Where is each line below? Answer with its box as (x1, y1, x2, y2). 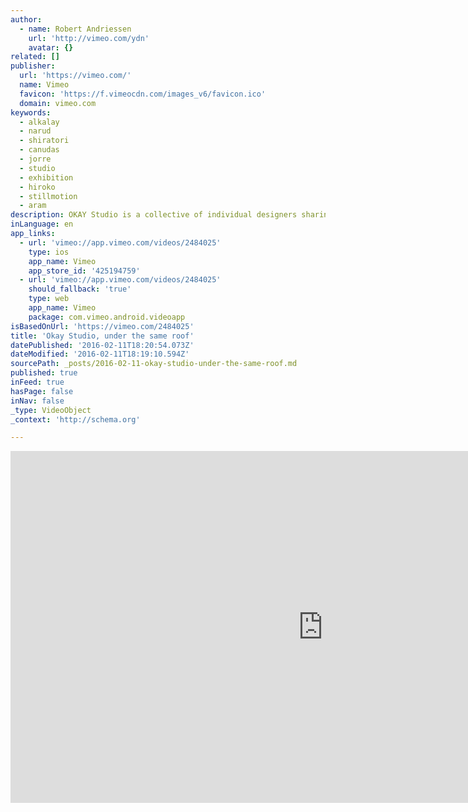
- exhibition (19, 172, 74, 183)
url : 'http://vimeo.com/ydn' (28, 33, 150, 43)
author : (10, 14, 43, 25)
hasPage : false (10, 386, 74, 396)
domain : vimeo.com (19, 98, 97, 108)
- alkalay (19, 117, 60, 127)
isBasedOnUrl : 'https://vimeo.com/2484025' (10, 321, 195, 331)
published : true (10, 368, 78, 378)
